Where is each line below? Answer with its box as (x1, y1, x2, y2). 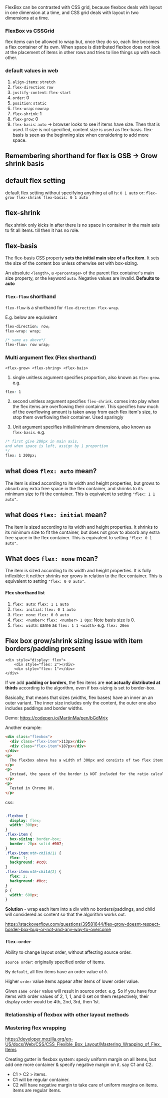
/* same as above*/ (5, 337, 46, 342)
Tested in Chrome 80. (9, 786, 55, 791)
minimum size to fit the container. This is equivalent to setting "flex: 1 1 (5, 491, 155, 497)
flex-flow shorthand (5, 293, 56, 300)
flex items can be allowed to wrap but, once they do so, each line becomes (5, 39, 159, 45)
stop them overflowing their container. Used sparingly (12, 414, 123, 420)
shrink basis (5, 159, 44, 168)
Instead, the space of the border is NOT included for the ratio (9, 772, 149, 777)
